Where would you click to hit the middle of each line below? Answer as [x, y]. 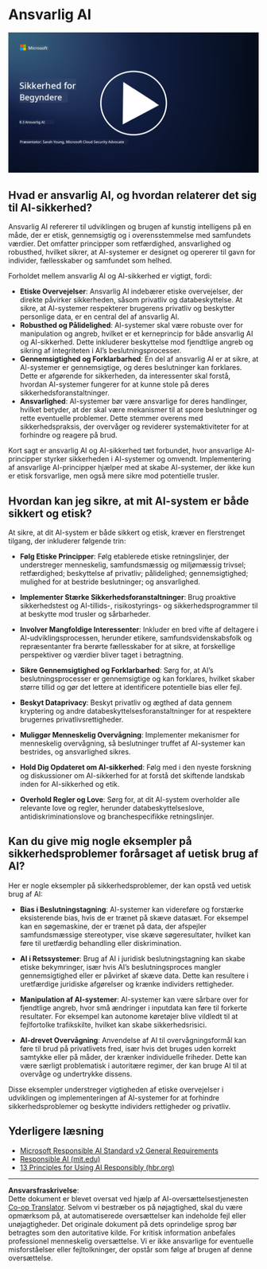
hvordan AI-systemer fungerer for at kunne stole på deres [114, 384]
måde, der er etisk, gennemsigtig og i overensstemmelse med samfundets [130, 236]
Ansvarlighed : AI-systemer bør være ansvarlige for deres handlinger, [133, 401]
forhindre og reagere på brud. [68, 435]
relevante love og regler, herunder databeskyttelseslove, [112, 808]
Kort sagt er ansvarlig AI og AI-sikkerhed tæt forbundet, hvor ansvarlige [126, 450]
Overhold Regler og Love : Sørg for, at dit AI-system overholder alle [130, 800]
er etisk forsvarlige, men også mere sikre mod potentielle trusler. [114, 476]
